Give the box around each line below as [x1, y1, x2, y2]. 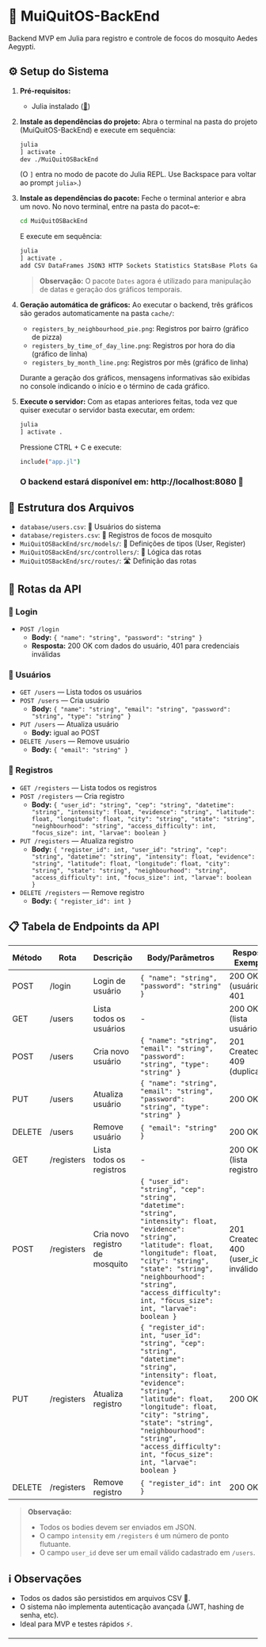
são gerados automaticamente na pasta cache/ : [19, 308, 175, 318]
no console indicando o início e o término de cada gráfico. [19, 381, 210, 391]
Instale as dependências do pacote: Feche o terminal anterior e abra [19, 194, 246, 203]
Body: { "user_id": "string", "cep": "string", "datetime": [31, 800, 235, 809]
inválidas [31, 649, 61, 658]
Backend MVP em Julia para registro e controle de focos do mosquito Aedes [8, 33, 258, 43]
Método [12, 952, 42, 963]
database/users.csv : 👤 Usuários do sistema [19, 522, 161, 531]
